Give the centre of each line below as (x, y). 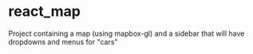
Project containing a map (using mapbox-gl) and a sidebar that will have (126, 33)
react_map (45, 12)
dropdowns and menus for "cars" (63, 41)
